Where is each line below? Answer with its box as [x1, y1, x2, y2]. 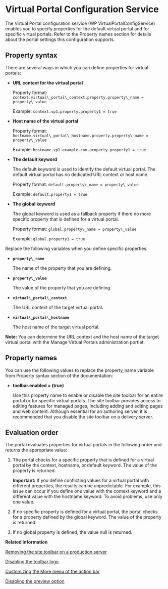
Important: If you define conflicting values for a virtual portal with [12, 477, 149, 484]
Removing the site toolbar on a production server [5, 549, 107, 555]
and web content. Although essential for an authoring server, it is [12, 408, 147, 414]
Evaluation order [5, 428, 59, 437]
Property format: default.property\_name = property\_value [12, 181, 139, 187]
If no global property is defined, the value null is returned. [12, 529, 133, 535]
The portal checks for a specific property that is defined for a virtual [12, 457, 154, 463]
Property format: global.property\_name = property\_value [12, 226, 137, 232]
